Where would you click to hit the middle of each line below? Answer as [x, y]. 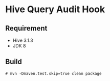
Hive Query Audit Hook [55, 9]
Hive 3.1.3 [23, 40]
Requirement [26, 28]
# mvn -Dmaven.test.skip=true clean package [53, 73]
